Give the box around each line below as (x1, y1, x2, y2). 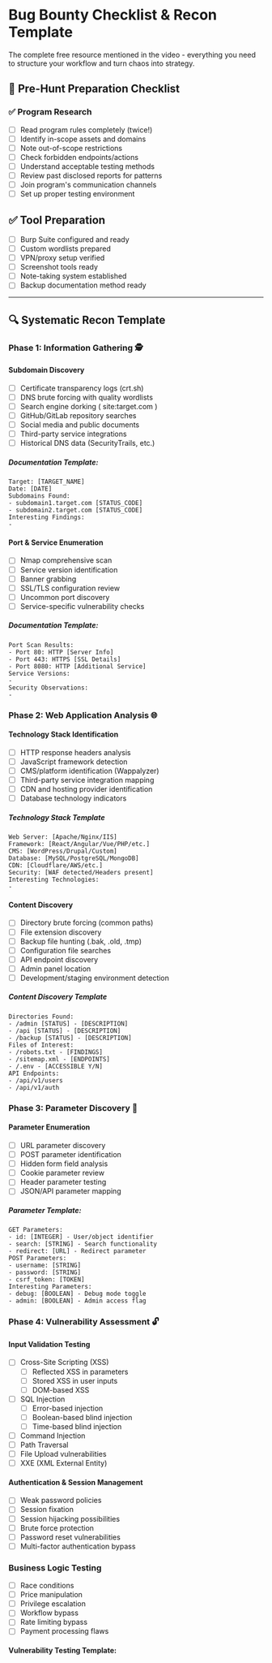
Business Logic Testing (8, 1561, 102, 1573)
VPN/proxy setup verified (19, 253, 105, 263)
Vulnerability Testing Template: (8, 1646, 117, 1656)
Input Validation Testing (8, 1339, 91, 1349)
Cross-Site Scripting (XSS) (19, 1358, 109, 1367)
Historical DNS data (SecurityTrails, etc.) (19, 438, 155, 448)
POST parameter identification (19, 1150, 121, 1160)
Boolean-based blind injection (32, 1412, 133, 1422)
